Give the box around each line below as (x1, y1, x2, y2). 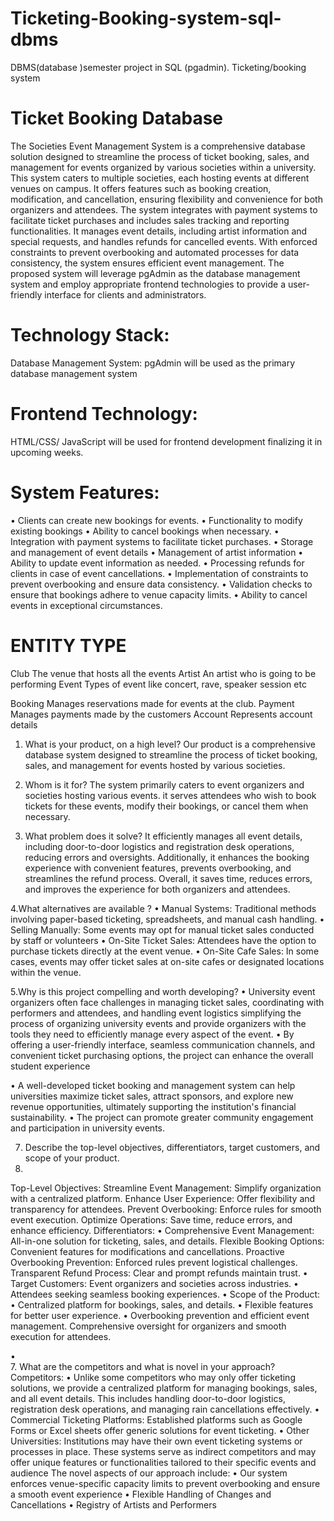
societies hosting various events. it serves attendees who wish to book (24, 789, 317, 801)
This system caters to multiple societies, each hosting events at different (10, 172, 310, 184)
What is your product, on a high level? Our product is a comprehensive (24, 738, 316, 750)
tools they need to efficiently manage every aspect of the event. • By (10, 1028, 295, 1040)
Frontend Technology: (10, 403, 198, 425)
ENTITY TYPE (10, 634, 127, 657)
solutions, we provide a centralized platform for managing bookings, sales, (10, 1382, 318, 1394)
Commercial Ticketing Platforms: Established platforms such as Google (10, 1413, 303, 1426)
